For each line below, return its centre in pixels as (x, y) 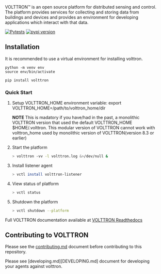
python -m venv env (25, 67)
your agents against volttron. (34, 266)
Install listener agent (32, 165)
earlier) (19, 138)
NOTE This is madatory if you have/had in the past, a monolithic (76, 118)
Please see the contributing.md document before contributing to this (73, 247)
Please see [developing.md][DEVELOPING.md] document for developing (77, 261)
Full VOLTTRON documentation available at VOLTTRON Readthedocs (74, 220)
